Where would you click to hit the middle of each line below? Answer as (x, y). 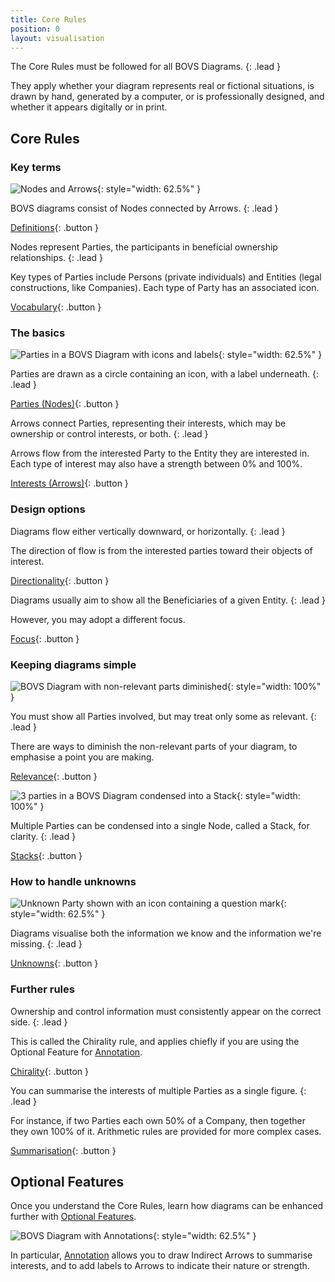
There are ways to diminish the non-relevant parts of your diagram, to (154, 746)
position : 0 (35, 29)
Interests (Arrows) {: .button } (69, 483)
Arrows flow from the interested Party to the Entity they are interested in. (160, 453)
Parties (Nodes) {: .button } (65, 404)
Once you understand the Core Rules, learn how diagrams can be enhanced (167, 1206)
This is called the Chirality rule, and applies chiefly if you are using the (155, 1041)
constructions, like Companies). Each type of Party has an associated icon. (165, 288)
